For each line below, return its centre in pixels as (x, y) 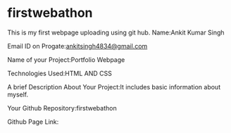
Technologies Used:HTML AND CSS (60, 73)
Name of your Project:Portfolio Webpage (66, 59)
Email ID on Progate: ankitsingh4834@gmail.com (77, 46)
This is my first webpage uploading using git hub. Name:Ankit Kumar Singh (116, 32)
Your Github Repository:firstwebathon (62, 108)
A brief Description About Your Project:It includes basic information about (114, 87)
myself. (18, 94)
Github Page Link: (33, 122)
